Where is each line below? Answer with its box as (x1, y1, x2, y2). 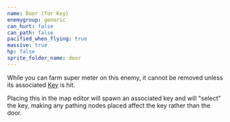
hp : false (7, 49, 36, 56)
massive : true (7, 42, 48, 49)
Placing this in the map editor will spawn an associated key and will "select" (7, 94, 221, 102)
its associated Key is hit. (7, 80, 76, 89)
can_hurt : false (7, 23, 54, 29)
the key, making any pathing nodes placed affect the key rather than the (7, 101, 211, 110)
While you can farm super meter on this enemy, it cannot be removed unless (7, 73, 223, 82)
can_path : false (7, 29, 54, 36)
